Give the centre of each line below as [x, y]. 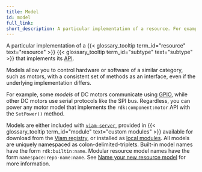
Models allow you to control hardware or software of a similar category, [95, 70]
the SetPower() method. [35, 114]
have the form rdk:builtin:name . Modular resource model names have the [98, 151]
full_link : [20, 23]
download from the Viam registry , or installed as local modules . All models [98, 138]
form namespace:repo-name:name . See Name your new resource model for [96, 158]
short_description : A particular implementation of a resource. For [94, 29]
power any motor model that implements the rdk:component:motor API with [98, 107]
